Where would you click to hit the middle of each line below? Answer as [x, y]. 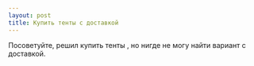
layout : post [30, 15]
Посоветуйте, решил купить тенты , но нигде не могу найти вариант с [127, 45]
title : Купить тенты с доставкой [63, 23]
